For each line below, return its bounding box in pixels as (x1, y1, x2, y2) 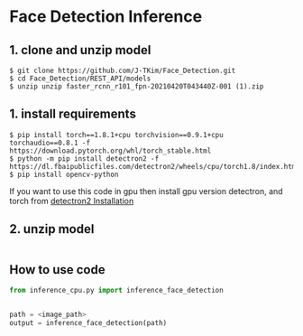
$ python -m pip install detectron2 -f (9, 154, 160, 163)
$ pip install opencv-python (9, 170, 119, 179)
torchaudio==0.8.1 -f (9, 138, 91, 147)
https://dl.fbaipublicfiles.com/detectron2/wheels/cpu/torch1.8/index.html (9, 162, 300, 171)
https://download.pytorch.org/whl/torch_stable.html (9, 146, 212, 155)
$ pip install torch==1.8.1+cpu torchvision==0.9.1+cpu (9, 130, 224, 139)
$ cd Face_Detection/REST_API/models (9, 74, 151, 83)
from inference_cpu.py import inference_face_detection (9, 286, 224, 295)
